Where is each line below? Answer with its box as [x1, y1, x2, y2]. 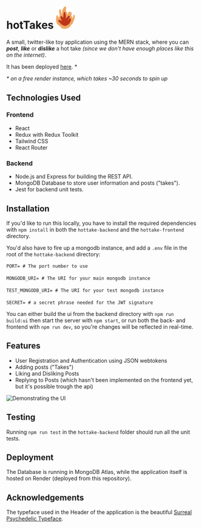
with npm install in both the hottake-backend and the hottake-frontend [6, 225, 184, 233]
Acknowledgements [6, 492, 84, 502]
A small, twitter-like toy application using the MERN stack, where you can [6, 38, 189, 46]
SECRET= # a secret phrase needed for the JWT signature [6, 300, 153, 306]
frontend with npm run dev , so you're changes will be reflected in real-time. [6, 323, 194, 331]
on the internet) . [6, 52, 47, 59]
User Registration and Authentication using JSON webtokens [15, 357, 167, 364]
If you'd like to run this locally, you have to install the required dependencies [6, 219, 197, 227]
